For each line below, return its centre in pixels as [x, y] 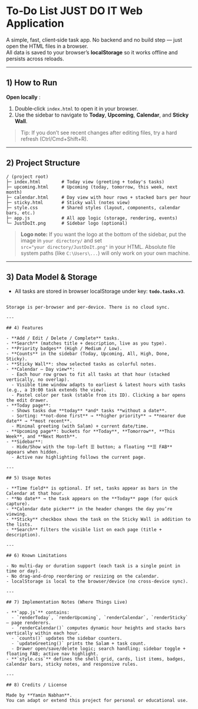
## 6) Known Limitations [37, 556]
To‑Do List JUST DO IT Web [75, 11]
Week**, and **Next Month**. [42, 437]
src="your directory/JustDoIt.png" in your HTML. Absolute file [98, 247]
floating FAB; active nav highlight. [52, 654]
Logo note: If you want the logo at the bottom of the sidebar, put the [103, 234]
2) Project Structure [43, 163]
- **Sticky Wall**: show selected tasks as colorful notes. [82, 364]
